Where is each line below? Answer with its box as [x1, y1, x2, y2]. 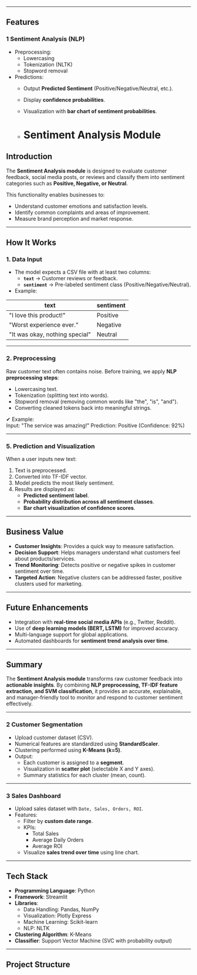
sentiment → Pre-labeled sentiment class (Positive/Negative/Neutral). [23, 281, 191, 288]
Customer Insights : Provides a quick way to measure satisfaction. [14, 542, 175, 549]
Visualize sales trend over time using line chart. [23, 849, 140, 855]
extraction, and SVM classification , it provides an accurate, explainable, [6, 688, 182, 695]
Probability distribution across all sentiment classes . [23, 498, 154, 505]
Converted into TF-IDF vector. [14, 473, 87, 480]
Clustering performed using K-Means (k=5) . [14, 746, 122, 754]
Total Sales [32, 830, 59, 837]
